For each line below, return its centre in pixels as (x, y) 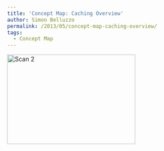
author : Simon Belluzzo (41, 20)
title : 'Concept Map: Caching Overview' (66, 13)
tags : (15, 32)
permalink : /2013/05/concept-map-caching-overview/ (82, 26)
